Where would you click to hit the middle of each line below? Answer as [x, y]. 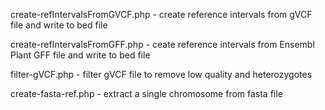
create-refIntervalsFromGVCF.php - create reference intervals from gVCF [161, 14]
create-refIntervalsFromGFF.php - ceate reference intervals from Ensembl [162, 44]
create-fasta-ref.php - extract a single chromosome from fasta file [146, 93]
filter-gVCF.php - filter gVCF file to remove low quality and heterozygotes [161, 74]
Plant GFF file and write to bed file [80, 55]
